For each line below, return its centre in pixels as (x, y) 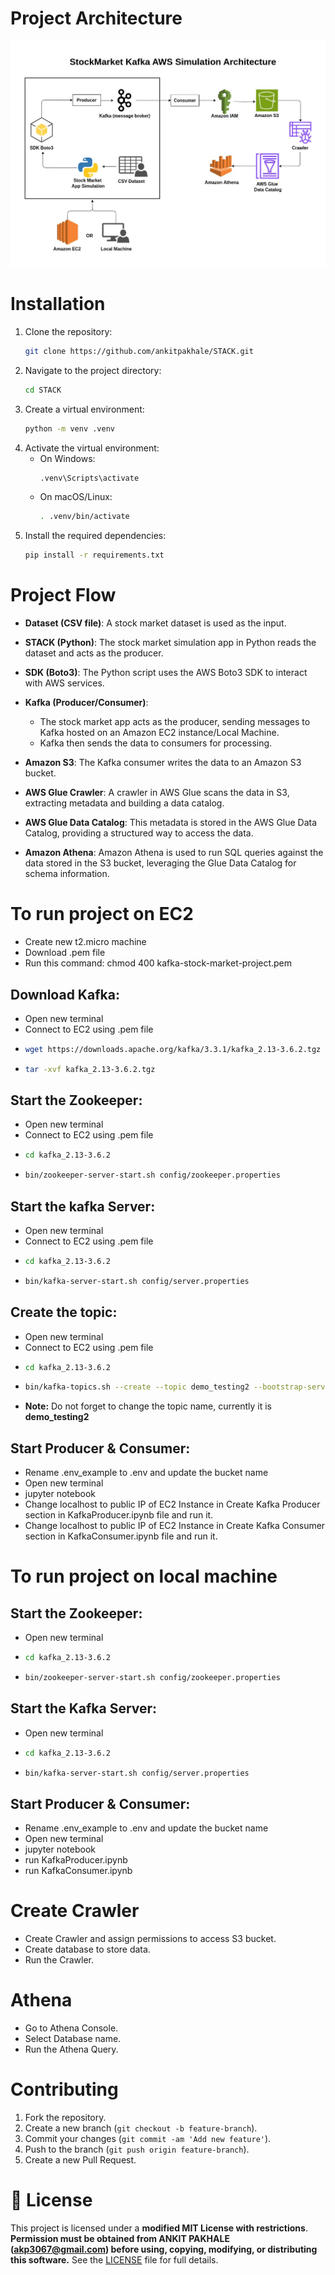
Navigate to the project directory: (93, 370)
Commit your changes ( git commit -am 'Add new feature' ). (148, 2139)
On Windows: (67, 458)
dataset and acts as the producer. (94, 653)
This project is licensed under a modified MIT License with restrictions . (159, 2228)
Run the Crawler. (59, 1960)
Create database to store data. (87, 1949)
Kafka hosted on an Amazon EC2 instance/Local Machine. (159, 733)
